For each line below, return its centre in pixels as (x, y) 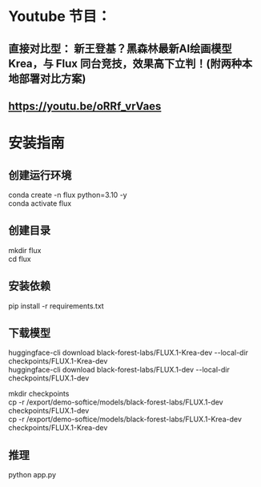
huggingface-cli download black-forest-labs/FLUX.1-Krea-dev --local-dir (128, 352)
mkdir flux (25, 250)
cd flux (20, 259)
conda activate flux (40, 203)
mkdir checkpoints (39, 394)
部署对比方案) (52, 78)
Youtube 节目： (60, 16)
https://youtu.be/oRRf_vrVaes (85, 106)
